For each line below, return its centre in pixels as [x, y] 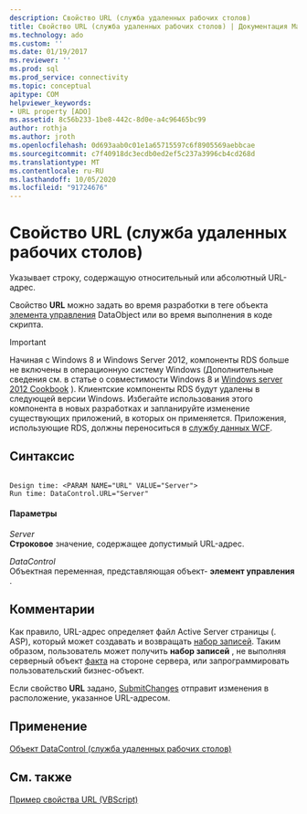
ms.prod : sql [34, 69]
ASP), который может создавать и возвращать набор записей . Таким [145, 641]
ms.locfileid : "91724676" [58, 188]
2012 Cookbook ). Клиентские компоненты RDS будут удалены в [135, 389]
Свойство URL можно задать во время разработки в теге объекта [139, 305]
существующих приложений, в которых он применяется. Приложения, [148, 418]
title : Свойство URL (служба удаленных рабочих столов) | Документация [148, 26]
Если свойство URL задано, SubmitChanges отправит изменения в [139, 688]
